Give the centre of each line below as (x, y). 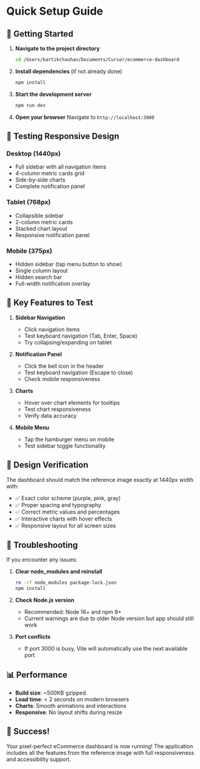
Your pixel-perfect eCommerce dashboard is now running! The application (100, 746)
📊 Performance (37, 675)
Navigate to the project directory (57, 48)
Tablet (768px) (28, 202)
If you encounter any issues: (42, 559)
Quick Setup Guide (55, 11)
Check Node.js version (45, 600)
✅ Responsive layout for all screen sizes (66, 525)
